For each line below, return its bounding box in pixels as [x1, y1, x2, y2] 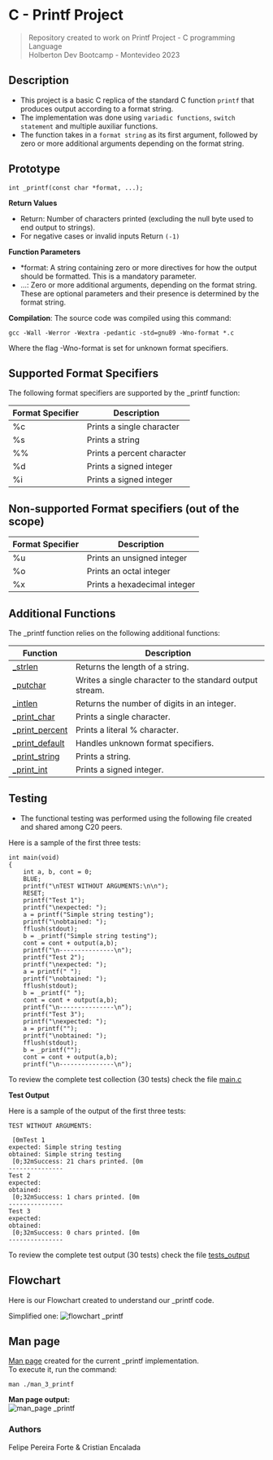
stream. [76, 685, 105, 695]
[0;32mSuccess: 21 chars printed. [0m [11, 1157, 144, 1165]
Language [28, 41, 63, 50]
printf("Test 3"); [23, 1010, 85, 1019]
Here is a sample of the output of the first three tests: [8, 1106, 187, 1116]
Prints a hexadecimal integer [86, 579, 196, 590]
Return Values [8, 198, 58, 208]
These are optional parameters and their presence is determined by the [19, 288, 260, 298]
